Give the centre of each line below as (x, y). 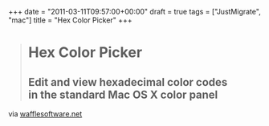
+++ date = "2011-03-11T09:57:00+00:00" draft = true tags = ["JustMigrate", (134, 12)
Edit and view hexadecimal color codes (128, 82)
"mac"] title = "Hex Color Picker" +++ (70, 20)
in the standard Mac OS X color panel (123, 94)
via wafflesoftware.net (45, 114)
